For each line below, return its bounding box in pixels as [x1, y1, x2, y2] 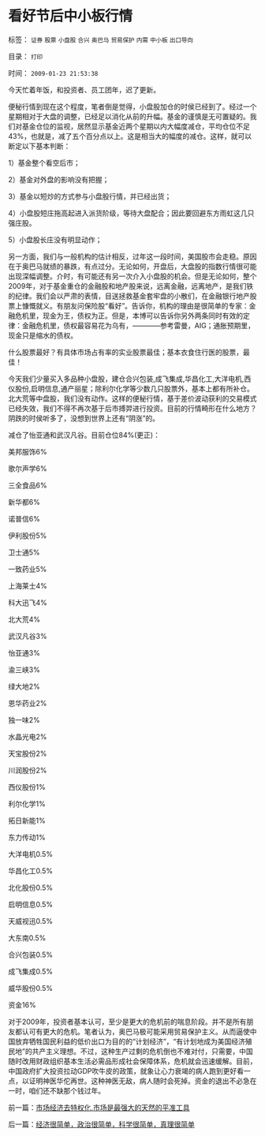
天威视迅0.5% [8, 916, 54, 925]
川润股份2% [8, 765, 47, 775]
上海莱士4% [8, 581, 47, 590]
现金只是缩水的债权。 [8, 331, 77, 340]
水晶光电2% [8, 731, 47, 742]
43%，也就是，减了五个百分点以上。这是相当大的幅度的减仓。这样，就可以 [8, 131, 252, 140]
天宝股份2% [8, 749, 47, 758]
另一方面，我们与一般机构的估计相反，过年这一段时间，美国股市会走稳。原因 [8, 252, 257, 261]
